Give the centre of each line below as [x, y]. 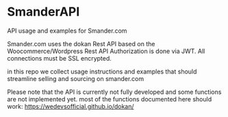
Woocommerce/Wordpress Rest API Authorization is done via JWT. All [106, 51]
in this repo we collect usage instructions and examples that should [102, 71]
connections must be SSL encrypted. [59, 58]
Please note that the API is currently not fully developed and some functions [114, 92]
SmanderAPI [43, 12]
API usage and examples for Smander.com [67, 31]
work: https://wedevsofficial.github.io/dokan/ [71, 106]
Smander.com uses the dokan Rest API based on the [81, 44]
